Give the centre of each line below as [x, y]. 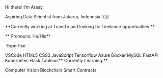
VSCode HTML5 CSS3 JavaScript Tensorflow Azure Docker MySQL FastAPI [82, 55]
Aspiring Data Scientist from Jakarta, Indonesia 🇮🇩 [57, 17]
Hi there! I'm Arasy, [25, 7]
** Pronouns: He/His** [28, 36]
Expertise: [16, 46]
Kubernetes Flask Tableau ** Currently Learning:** [56, 60]
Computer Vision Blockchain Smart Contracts [51, 70]
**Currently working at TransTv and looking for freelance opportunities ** [80, 26]
